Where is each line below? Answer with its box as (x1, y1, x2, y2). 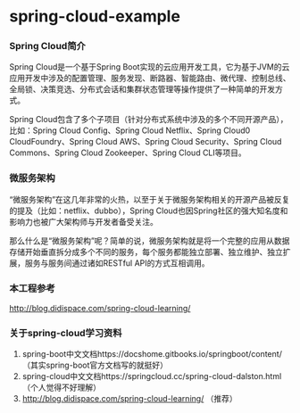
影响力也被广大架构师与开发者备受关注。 (9, 216, 158, 227)
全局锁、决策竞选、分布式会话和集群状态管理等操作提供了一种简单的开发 (9, 84, 275, 95)
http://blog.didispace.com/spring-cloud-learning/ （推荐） (21, 393, 238, 404)
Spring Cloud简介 (9, 40, 87, 53)
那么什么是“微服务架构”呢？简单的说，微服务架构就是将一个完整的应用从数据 (9, 235, 290, 246)
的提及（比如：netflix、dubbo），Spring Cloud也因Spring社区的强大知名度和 (9, 205, 288, 216)
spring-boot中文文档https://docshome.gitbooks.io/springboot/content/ (21, 349, 283, 359)
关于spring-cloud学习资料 (9, 327, 122, 339)
